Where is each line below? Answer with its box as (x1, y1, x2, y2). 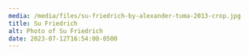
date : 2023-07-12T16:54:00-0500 (8, 34, 118, 43)
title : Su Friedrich (8, 19, 79, 27)
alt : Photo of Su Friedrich (8, 27, 104, 35)
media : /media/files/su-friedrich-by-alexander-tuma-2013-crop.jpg (8, 11, 242, 20)
